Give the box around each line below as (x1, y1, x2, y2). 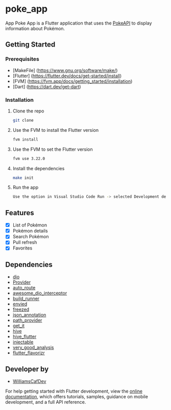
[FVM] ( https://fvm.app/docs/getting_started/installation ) (12, 78, 133, 84)
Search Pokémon (12, 234, 49, 240)
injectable (12, 339, 34, 345)
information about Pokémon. (5, 25, 65, 31)
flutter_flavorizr (12, 350, 45, 356)
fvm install (12, 136, 38, 142)
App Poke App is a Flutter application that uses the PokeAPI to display (5, 20, 152, 26)
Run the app (12, 185, 39, 191)
